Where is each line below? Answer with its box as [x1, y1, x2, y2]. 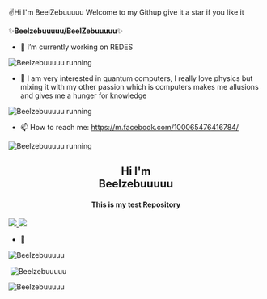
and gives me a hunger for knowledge [19, 91, 147, 100]
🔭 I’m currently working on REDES [19, 42, 133, 52]
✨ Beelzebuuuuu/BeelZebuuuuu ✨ [8, 26, 124, 36]
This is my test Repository [91, 200, 181, 209]
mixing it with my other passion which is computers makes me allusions [19, 82, 259, 91]
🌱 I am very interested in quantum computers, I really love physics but [19, 74, 253, 83]
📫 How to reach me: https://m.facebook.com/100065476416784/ [19, 123, 239, 132]
